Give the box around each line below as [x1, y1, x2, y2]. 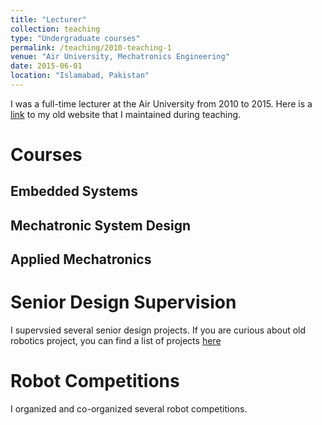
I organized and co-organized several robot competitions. [10, 403, 248, 415]
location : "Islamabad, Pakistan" [10, 71, 150, 81]
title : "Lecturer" [10, 14, 87, 25]
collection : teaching [10, 24, 101, 34]
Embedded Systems [10, 183, 138, 200]
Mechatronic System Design [10, 217, 192, 234]
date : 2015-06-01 [10, 61, 83, 71]
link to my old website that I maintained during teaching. [10, 108, 242, 120]
